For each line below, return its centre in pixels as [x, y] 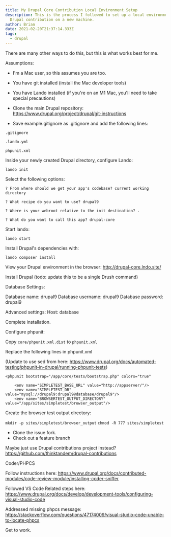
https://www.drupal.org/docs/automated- [113, 362]
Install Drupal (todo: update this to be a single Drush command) [72, 277]
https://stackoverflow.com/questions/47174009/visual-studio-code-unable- [85, 514]
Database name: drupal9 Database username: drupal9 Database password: [84, 297]
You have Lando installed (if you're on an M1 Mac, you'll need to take [85, 93]
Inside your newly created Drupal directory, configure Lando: [69, 160]
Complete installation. [28, 322]
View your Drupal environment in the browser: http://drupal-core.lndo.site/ [83, 267]
